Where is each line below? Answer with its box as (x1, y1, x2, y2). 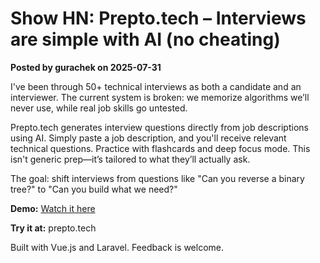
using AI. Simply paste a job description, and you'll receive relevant (10, 132, 287, 144)
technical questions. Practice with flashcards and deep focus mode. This (10, 142, 311, 154)
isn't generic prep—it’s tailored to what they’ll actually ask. (10, 153, 251, 165)
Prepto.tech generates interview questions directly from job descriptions (10, 121, 309, 133)
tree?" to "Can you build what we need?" (10, 183, 178, 195)
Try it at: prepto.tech (10, 222, 97, 234)
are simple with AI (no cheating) (10, 28, 281, 51)
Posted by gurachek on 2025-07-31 (10, 61, 162, 73)
